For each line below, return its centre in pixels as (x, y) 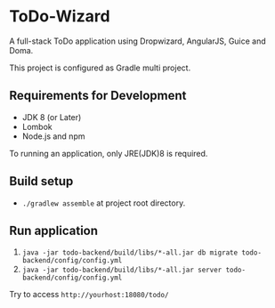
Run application (54, 230)
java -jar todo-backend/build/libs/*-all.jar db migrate (130, 253)
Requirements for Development (98, 96)
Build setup (41, 181)
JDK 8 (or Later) (52, 117)
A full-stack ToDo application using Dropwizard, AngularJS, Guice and (138, 41)
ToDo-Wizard (60, 16)
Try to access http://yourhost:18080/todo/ (89, 295)
